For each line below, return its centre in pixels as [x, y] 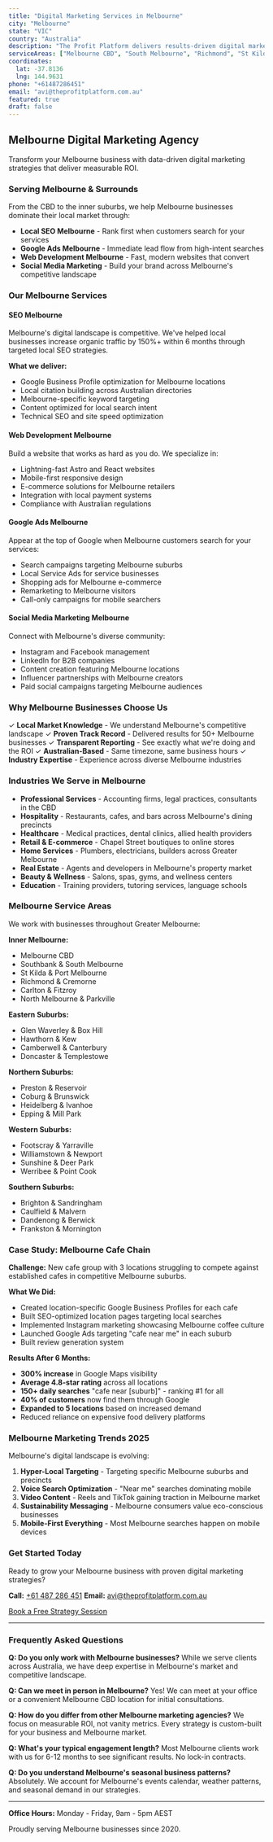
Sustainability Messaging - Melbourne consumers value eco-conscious [142, 1506]
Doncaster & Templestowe [64, 1056]
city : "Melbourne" [39, 24]
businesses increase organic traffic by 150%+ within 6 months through [127, 342]
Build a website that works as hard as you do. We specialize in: [113, 453]
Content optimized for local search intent [89, 408]
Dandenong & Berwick [58, 1220]
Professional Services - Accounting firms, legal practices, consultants [139, 798]
